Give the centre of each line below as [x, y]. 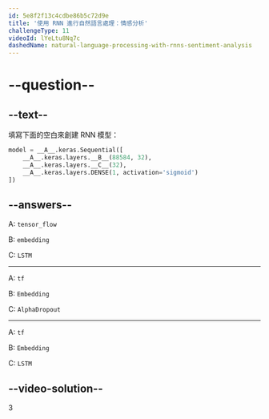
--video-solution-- [56, 388]
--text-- [28, 114]
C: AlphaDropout [35, 309]
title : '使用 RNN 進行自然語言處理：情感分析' [78, 23]
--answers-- [40, 205]
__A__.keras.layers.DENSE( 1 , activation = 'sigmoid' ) [110, 172]
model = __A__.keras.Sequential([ [66, 150]
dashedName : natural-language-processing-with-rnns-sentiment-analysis [130, 46]
